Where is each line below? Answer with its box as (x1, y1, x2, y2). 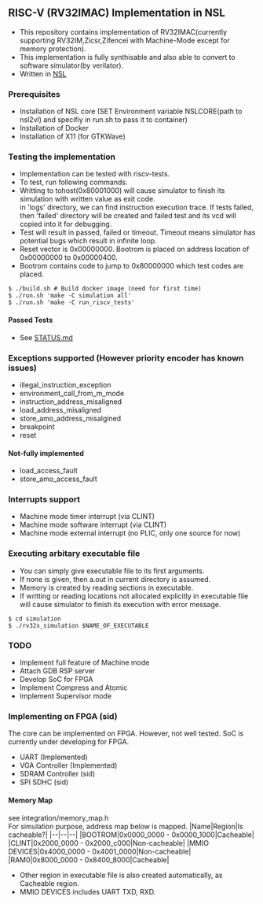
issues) (8, 362, 38, 373)
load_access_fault (19, 466, 78, 476)
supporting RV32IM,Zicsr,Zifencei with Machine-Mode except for (19, 35, 230, 45)
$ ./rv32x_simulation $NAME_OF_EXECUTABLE (8, 621, 149, 629)
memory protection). (19, 43, 86, 54)
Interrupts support (8, 494, 81, 505)
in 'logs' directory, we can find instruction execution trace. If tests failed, (19, 202, 254, 212)
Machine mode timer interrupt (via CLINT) (19, 512, 155, 521)
